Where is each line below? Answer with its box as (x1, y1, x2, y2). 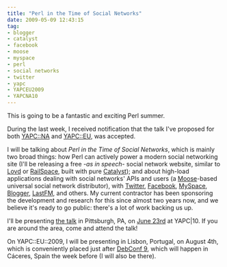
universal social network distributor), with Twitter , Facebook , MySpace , (7, 182, 208, 190)
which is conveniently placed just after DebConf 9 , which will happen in (7, 244, 209, 253)
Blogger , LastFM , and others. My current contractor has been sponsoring (7, 189, 213, 197)
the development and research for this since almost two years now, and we (7, 196, 219, 204)
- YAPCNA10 (7, 93, 38, 100)
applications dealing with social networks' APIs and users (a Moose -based (7, 175, 217, 182)
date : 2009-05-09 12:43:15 (7, 16, 84, 23)
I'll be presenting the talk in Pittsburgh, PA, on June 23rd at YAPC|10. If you (7, 217, 218, 225)
